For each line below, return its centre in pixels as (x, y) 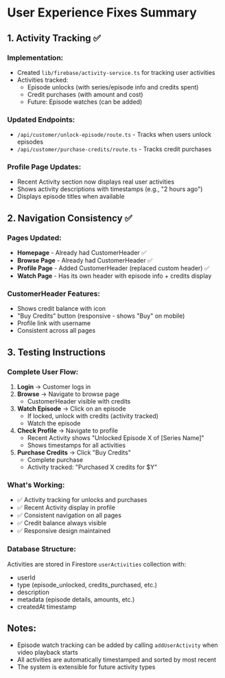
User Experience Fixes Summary (102, 13)
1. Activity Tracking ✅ (54, 38)
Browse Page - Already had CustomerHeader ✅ (85, 261)
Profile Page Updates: (44, 167)
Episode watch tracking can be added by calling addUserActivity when (117, 645)
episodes (30, 142)
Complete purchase (55, 460)
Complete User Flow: (43, 371)
